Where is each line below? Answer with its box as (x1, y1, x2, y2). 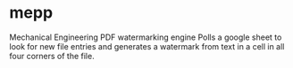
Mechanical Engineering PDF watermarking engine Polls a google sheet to (9, 32, 282, 42)
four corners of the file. (9, 50, 96, 61)
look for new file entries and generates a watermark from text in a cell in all (9, 41, 285, 51)
